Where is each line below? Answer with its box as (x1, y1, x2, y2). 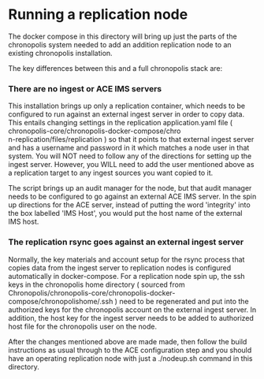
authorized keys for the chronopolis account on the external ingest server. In (8, 305, 257, 314)
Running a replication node (8, 6, 188, 24)
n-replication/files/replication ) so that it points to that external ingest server (8, 135, 255, 144)
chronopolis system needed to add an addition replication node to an (8, 39, 232, 49)
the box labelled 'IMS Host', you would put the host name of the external (8, 209, 243, 218)
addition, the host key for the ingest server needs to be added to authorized (8, 313, 255, 322)
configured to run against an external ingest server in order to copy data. (8, 110, 245, 119)
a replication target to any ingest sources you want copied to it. (8, 168, 214, 178)
